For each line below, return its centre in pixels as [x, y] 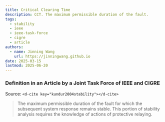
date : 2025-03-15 [23, 61]
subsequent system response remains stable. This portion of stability [88, 109]
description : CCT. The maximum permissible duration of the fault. [77, 14]
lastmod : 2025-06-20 [27, 65]
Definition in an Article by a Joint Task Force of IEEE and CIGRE [82, 83]
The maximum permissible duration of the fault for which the [80, 103]
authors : [14, 47]
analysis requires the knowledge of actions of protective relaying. [85, 114]
